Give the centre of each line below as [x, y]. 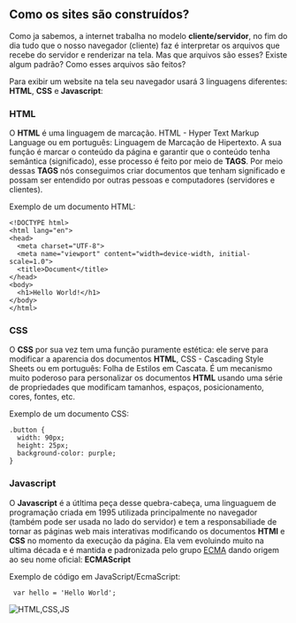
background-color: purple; [67, 454]
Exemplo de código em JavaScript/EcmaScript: [95, 576]
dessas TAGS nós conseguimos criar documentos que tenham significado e [147, 171]
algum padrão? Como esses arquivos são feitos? [98, 64]
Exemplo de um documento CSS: [69, 414]
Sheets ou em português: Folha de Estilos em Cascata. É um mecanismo [141, 369]
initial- [235, 254]
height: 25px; [43, 446]
